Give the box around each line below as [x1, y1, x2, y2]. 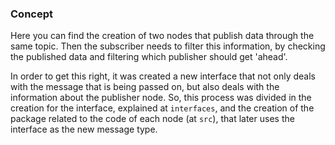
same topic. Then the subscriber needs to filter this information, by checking [10, 40, 326, 52]
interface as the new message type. [10, 123, 158, 136]
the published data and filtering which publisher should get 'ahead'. [10, 51, 288, 63]
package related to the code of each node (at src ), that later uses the [10, 113, 295, 125]
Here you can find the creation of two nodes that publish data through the [10, 30, 315, 42]
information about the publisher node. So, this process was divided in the [10, 92, 312, 104]
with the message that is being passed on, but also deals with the [10, 81, 280, 93]
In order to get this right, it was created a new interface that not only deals [10, 70, 316, 82]
